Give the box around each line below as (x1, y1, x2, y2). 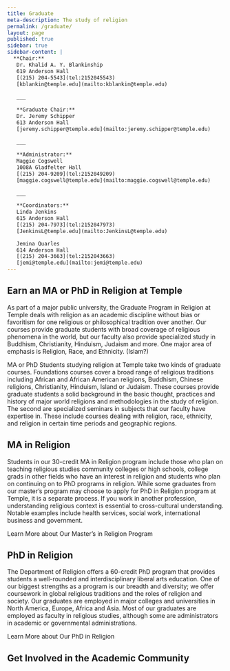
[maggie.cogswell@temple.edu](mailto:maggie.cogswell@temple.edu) (16, 177, 211, 183)
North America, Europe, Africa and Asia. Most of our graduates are (7, 604, 197, 612)
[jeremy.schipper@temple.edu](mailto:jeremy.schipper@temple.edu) (16, 126, 211, 132)
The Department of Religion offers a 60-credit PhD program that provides (7, 568, 216, 576)
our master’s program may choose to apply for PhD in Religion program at (7, 487, 216, 495)
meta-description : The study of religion (7, 17, 128, 23)
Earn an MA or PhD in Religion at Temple (7, 285, 182, 297)
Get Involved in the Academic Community (7, 652, 189, 664)
